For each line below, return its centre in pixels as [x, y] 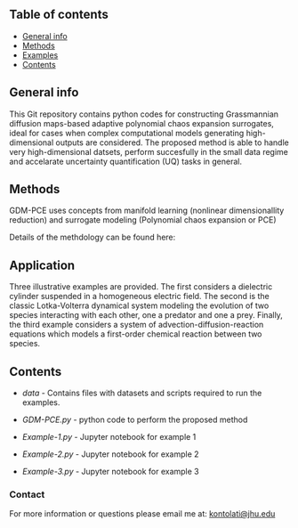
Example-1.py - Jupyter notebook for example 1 [109, 437]
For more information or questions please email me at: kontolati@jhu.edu [142, 514]
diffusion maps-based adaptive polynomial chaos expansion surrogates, [141, 123]
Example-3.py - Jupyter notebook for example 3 [110, 472]
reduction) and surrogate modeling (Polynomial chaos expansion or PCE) [143, 220]
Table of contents [59, 15]
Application [42, 265]
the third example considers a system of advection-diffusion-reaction [137, 325]
